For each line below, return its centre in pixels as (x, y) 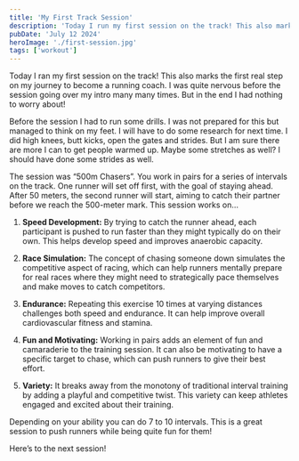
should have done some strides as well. (81, 159)
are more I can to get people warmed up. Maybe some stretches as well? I (145, 150)
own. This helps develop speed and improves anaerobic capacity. (142, 241)
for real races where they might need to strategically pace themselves (150, 278)
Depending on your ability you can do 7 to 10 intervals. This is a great (136, 422)
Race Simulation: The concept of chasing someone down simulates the (154, 258)
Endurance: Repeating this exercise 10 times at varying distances (142, 304)
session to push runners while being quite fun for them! (111, 432)
